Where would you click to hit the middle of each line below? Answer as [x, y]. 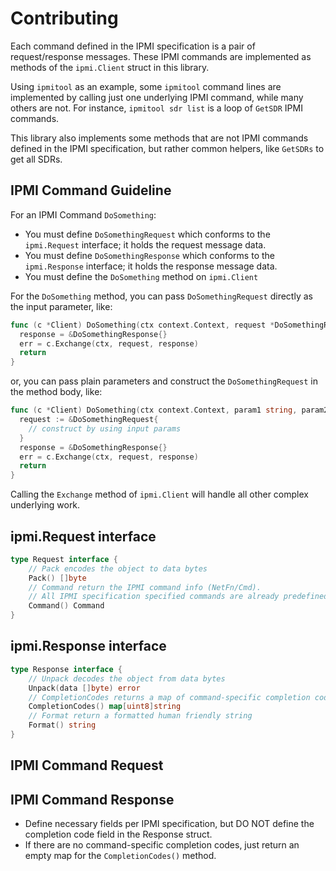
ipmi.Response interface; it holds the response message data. [151, 266]
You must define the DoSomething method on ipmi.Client [141, 276]
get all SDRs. [36, 159]
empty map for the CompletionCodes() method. [120, 856]
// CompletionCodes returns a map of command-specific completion [169, 697]
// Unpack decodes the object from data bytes [127, 678]
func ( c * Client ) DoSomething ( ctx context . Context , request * [142, 325]
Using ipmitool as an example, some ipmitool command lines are [146, 86]
